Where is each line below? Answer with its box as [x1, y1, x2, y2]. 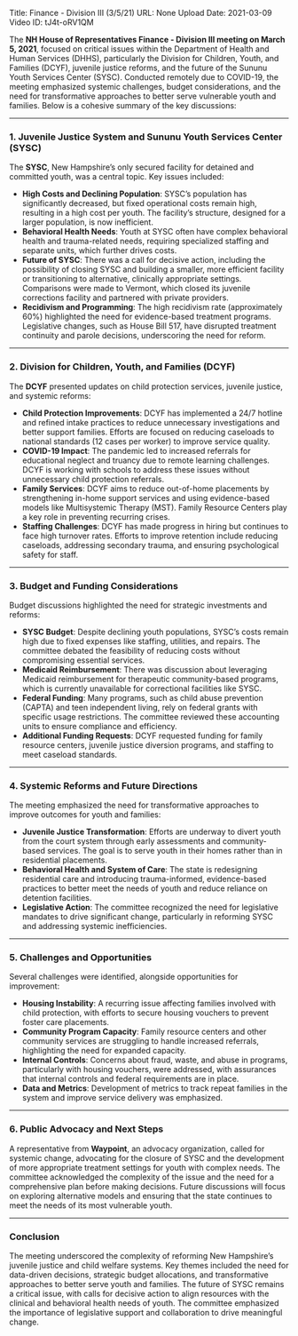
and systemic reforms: [9, 390, 91, 401]
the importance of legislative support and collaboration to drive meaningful [9, 1308, 283, 1318]
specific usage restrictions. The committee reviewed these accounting [21, 711, 280, 722]
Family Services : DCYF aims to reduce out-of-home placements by [21, 483, 270, 494]
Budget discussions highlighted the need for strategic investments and [9, 600, 268, 610]
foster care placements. [21, 1017, 109, 1028]
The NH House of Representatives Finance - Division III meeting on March [9, 35, 286, 44]
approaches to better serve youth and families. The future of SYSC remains [9, 1279, 285, 1290]
